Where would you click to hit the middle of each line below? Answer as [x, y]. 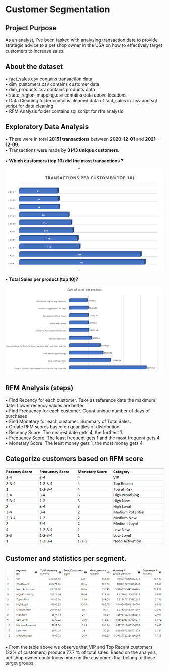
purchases [16, 416]
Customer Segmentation [58, 9]
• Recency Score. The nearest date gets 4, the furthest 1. [64, 432]
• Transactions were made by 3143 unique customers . [62, 150]
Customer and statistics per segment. [66, 559]
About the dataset [34, 67]
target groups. [20, 663]
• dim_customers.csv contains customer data [52, 84]
